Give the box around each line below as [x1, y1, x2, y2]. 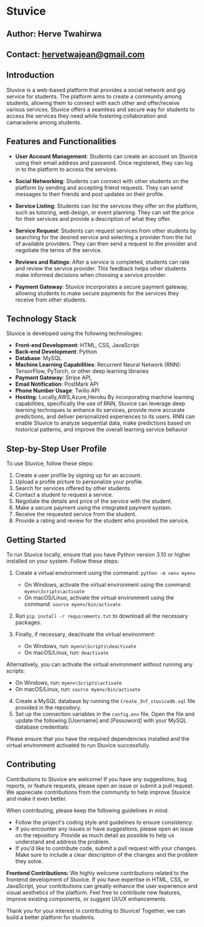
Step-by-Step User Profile [6, 444, 107, 454]
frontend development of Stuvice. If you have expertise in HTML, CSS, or [6, 876, 190, 883]
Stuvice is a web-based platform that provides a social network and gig [6, 86, 186, 93]
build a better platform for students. [6, 914, 96, 921]
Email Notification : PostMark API [15, 380, 99, 388]
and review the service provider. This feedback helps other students [15, 264, 187, 272]
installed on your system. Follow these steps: [6, 557, 119, 565]
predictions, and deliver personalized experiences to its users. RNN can [15, 413, 195, 420]
